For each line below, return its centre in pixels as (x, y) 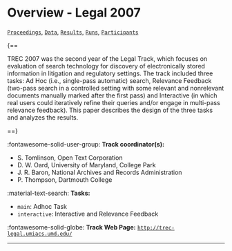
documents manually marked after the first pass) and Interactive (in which (112, 95)
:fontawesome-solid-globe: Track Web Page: (71, 227)
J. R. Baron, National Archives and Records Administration (99, 172)
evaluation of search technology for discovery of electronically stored (106, 66)
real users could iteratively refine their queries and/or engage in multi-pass (114, 102)
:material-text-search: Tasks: (49, 193)
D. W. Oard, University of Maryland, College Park (87, 165)
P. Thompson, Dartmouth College (65, 179)
